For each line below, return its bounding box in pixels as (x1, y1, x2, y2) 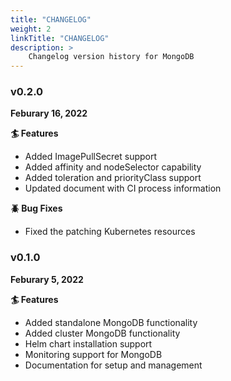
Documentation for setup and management (24, 359, 203, 371)
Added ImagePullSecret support (24, 151, 158, 163)
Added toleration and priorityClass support (24, 172, 202, 184)
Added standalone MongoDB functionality (24, 316, 198, 328)
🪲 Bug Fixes (10, 202, 63, 215)
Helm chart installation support (24, 337, 153, 350)
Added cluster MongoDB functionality (24, 327, 181, 339)
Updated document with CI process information (24, 182, 222, 195)
